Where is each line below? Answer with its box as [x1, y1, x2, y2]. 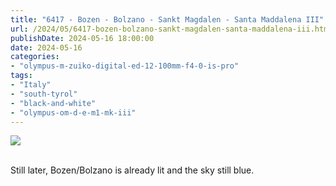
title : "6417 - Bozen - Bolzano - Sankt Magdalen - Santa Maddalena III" [10, 14, 325, 25]
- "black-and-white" [10, 98, 97, 108]
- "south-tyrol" [10, 89, 78, 99]
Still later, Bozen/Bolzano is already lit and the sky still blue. [10, 164, 255, 176]
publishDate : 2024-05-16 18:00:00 [10, 33, 155, 43]
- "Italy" [10, 80, 52, 90]
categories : [10, 52, 60, 62]
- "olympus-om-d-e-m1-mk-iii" [10, 107, 137, 118]
